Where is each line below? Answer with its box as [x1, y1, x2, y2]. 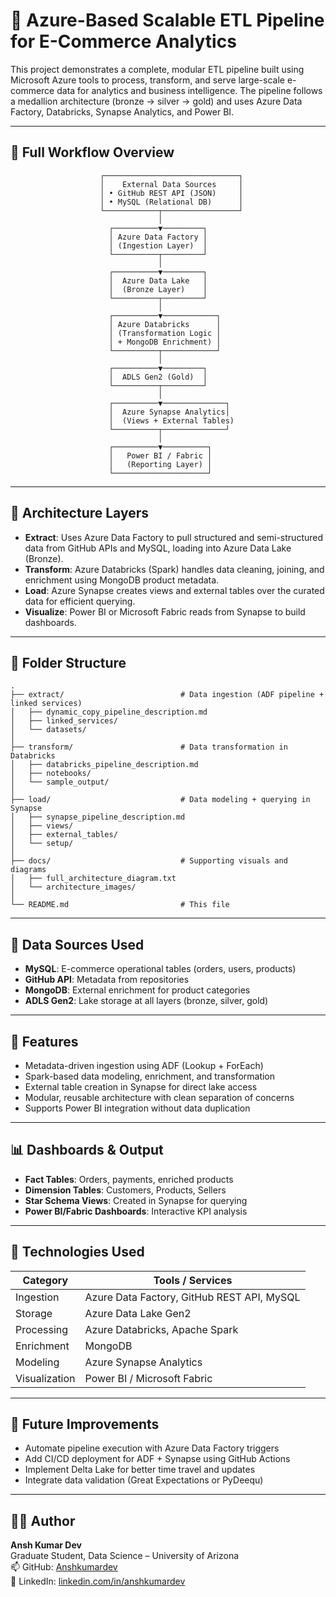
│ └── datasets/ [10, 725, 87, 735]
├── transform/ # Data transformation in [10, 742, 288, 753]
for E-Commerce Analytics [10, 30, 237, 53]
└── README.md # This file [10, 900, 230, 910]
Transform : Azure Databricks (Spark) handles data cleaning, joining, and [24, 563, 325, 575]
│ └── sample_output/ [10, 777, 110, 788]
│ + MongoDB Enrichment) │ [108, 337, 222, 347]
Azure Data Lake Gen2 [84, 1306, 192, 1320]
